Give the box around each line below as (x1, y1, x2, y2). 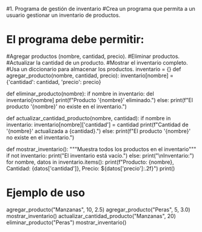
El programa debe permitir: (6, 33, 144, 47)
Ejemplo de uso (6, 186, 86, 200)
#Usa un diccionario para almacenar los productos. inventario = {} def (6, 65, 181, 72)
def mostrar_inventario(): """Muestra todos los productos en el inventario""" (6, 145, 197, 153)
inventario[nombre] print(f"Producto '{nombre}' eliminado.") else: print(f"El (6, 96, 193, 103)
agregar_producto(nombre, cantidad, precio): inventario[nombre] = (6, 72, 174, 79)
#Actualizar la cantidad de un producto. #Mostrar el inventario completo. (6, 59, 188, 66)
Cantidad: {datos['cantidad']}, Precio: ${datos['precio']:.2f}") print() (6, 164, 175, 172)
